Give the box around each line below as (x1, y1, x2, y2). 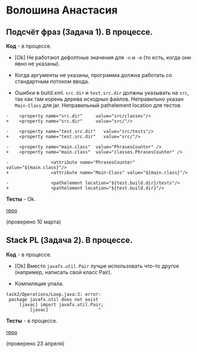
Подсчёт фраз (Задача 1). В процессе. (6, 27, 153, 37)
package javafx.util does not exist (8, 297, 99, 302)
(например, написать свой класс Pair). (14, 268, 112, 275)
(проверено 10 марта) (6, 218, 61, 225)
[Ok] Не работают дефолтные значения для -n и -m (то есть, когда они (14, 54, 191, 61)
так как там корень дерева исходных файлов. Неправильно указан (14, 95, 184, 102)
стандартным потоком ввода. (14, 78, 89, 85)
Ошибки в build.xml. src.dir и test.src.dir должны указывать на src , (14, 89, 189, 96)
